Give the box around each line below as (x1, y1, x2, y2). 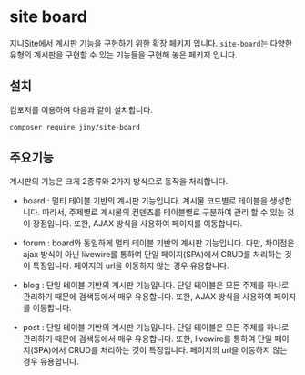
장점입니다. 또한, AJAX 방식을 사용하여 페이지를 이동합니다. (32, 218, 243, 229)
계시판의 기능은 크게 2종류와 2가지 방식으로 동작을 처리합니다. (9, 176, 229, 187)
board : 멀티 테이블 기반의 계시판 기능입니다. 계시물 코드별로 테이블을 (22, 195, 269, 206)
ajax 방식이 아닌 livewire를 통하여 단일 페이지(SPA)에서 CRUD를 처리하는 (22, 249, 283, 260)
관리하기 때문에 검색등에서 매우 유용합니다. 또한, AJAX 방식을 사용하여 (22, 291, 272, 302)
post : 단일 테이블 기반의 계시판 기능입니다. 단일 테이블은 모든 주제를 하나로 (22, 322, 290, 333)
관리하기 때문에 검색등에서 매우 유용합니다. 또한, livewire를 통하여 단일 (22, 333, 273, 344)
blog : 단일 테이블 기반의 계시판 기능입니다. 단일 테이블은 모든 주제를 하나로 (22, 280, 290, 291)
